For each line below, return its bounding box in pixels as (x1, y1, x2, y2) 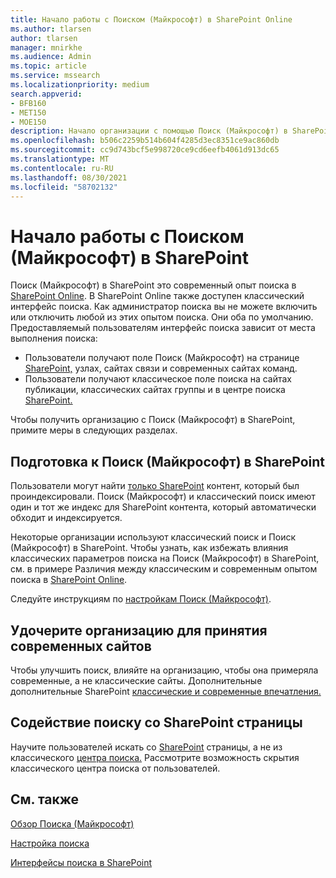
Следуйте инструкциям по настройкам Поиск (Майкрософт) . (10, 593, 272, 605)
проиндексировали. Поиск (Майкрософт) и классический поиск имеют (10, 491, 316, 503)
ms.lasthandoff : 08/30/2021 (10, 172, 128, 183)
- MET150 (10, 107, 47, 118)
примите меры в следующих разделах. (10, 424, 178, 436)
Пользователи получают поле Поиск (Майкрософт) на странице (24, 352, 300, 364)
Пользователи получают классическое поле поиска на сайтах (24, 373, 293, 385)
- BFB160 (10, 98, 47, 108)
